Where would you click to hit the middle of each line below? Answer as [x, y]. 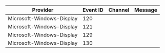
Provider [43, 10]
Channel [119, 10]
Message [146, 10]
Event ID [93, 10]
